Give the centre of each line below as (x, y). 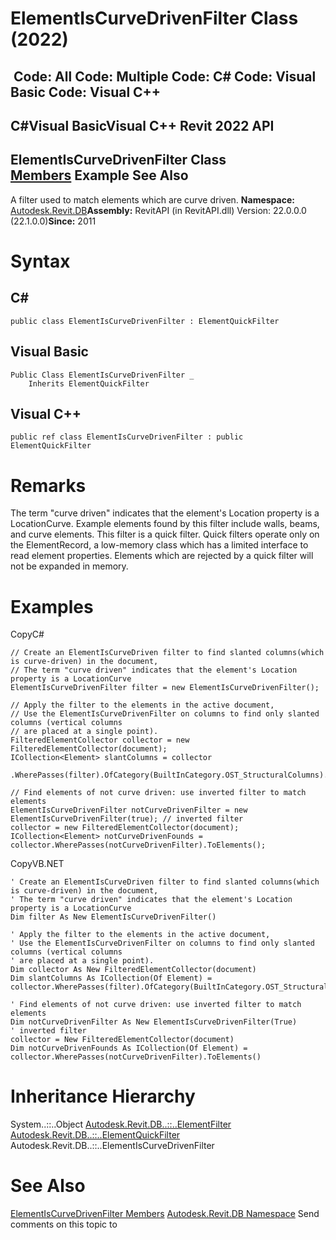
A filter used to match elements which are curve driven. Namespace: (152, 199)
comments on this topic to (64, 1224)
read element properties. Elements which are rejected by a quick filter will (162, 556)
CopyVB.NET (37, 864)
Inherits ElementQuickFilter (89, 383)
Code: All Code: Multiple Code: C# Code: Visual (165, 76)
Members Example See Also (99, 175)
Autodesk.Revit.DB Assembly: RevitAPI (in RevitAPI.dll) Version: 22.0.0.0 (158, 210)
